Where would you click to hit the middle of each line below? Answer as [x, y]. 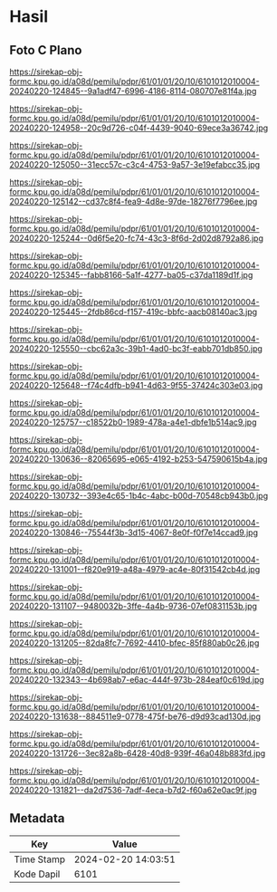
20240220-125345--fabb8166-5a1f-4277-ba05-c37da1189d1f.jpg [131, 275]
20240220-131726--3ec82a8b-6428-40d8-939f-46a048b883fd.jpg [138, 753]
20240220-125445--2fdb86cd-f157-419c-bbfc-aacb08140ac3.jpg [134, 312]
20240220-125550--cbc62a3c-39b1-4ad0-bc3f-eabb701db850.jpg [136, 349]
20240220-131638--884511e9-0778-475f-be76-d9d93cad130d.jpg [135, 716]
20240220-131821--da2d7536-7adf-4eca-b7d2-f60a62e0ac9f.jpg [134, 790]
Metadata [37, 818]
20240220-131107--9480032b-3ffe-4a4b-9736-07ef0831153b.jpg [134, 606]
